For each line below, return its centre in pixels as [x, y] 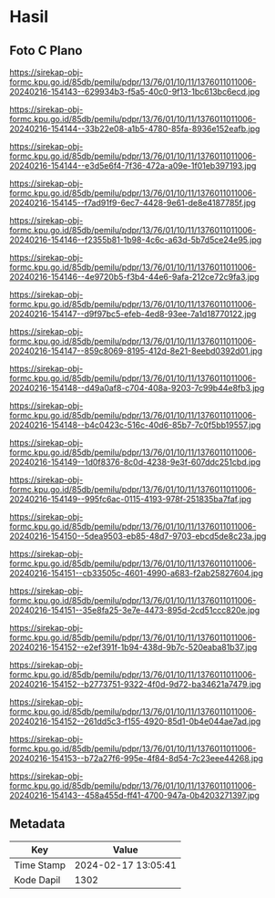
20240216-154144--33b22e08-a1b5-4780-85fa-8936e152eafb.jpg [135, 129]
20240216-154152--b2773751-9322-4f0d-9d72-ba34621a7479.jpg [135, 684]
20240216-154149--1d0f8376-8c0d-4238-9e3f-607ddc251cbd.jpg [135, 462]
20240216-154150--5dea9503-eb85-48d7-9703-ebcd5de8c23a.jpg [138, 536]
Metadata [37, 824]
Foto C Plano [46, 51]
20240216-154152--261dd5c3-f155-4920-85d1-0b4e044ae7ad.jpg [135, 721]
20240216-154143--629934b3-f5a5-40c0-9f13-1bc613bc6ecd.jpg [135, 92]
